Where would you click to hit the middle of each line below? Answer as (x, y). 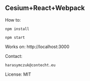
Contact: (14, 56)
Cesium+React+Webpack (45, 8)
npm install (17, 29)
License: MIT (18, 74)
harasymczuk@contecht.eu (30, 65)
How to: (13, 20)
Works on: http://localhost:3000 (37, 47)
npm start (15, 37)
